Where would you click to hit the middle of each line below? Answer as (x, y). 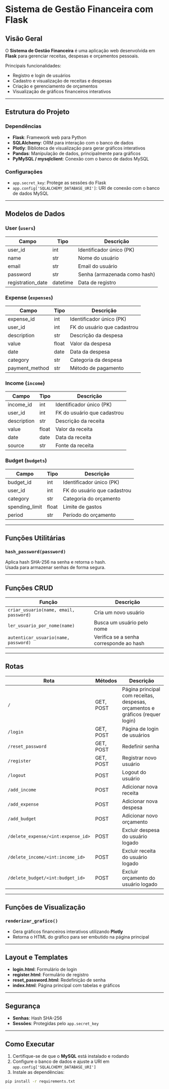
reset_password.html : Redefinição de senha (59, 980)
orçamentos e (138, 708)
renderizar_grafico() (32, 921)
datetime (63, 282)
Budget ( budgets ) (26, 460)
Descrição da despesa (96, 335)
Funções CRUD (29, 588)
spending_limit (25, 507)
